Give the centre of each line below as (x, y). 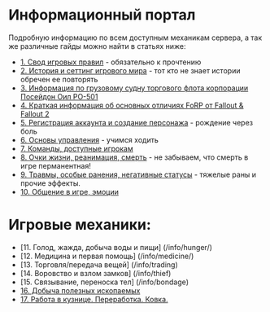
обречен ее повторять (59, 79)
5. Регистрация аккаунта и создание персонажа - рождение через (137, 122)
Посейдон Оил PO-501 (59, 96)
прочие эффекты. (50, 183)
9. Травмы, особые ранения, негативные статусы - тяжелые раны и (138, 174)
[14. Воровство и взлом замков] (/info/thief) (96, 273)
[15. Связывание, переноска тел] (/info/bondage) (105, 282)
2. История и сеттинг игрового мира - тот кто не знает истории (130, 70)
